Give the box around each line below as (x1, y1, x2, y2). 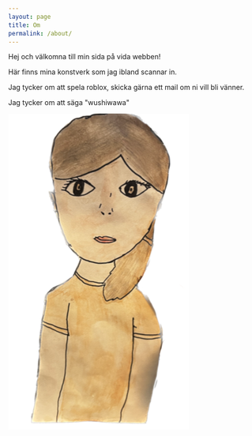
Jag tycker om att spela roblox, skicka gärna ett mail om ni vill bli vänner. (8, 83, 245, 92)
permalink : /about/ (8, 29, 73, 37)
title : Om (8, 21, 41, 29)
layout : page (8, 13, 51, 21)
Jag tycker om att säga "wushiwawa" (8, 98, 130, 107)
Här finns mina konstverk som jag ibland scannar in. (8, 67, 178, 77)
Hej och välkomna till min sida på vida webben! (8, 52, 161, 62)
